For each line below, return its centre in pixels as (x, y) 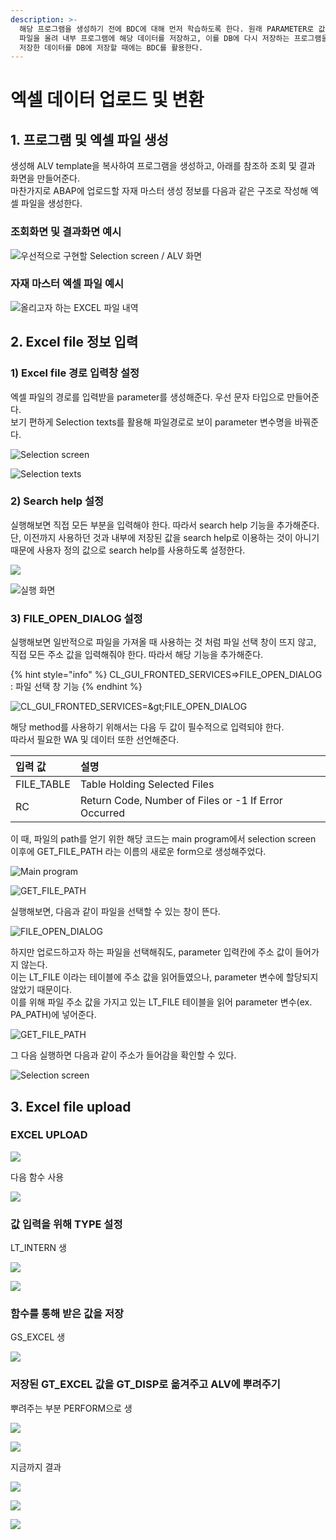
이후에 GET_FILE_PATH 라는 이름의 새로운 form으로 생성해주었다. (138, 852)
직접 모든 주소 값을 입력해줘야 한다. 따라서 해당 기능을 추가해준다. (137, 655)
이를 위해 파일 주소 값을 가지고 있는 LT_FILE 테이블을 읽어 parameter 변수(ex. (161, 1002)
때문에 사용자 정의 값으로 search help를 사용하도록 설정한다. (128, 550)
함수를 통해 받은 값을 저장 (67, 1314)
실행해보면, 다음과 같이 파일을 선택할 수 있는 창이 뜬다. (115, 912)
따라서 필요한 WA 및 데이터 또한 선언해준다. (95, 740)
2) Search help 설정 (57, 501)
